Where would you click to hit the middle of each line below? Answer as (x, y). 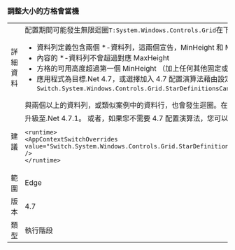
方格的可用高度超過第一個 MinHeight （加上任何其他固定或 (133, 69)
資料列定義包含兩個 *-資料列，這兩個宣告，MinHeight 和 (130, 48)
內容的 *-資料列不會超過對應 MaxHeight (103, 58)
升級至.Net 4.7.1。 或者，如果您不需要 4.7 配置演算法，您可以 (127, 118)
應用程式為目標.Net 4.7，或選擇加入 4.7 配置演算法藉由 (127, 79)
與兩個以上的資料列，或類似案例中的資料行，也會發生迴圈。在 (127, 105)
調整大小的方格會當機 (43, 11)
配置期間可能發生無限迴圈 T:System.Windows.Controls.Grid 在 (124, 30)
